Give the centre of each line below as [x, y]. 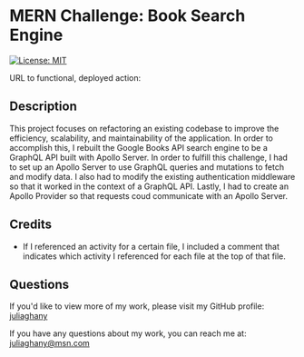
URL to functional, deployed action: [75, 77]
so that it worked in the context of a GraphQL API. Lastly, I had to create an [149, 186]
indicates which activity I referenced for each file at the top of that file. [154, 256]
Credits [31, 225]
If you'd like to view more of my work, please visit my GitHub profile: [137, 306]
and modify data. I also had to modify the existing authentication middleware [152, 176]
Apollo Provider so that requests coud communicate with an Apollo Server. [149, 195]
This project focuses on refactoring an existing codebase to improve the [144, 128]
